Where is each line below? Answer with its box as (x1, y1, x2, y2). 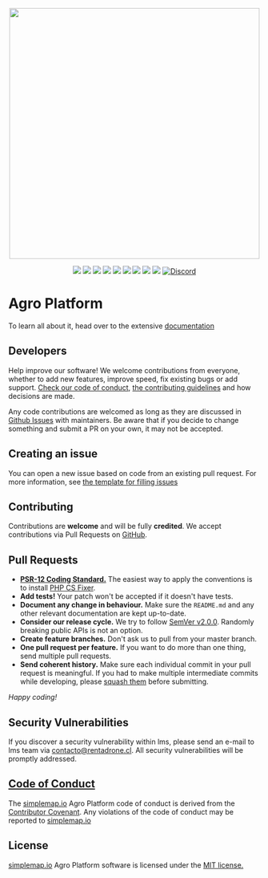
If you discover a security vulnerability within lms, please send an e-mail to (8, 737, 254, 746)
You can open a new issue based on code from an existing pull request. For (8, 468, 257, 478)
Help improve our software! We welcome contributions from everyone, (8, 365, 241, 375)
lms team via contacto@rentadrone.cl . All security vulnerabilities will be (8, 746, 244, 754)
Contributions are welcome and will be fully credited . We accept (8, 522, 222, 531)
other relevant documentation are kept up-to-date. (19, 608, 186, 618)
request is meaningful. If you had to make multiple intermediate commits (19, 669, 258, 678)
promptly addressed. (8, 754, 78, 763)
